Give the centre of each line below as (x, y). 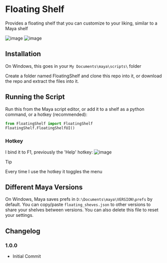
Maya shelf (17, 28)
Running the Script (35, 97)
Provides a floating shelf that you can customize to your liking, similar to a (81, 23)
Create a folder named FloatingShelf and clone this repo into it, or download (83, 76)
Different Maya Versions (44, 187)
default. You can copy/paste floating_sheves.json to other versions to (78, 205)
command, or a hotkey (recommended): (46, 114)
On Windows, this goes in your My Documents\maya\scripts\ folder (73, 66)
